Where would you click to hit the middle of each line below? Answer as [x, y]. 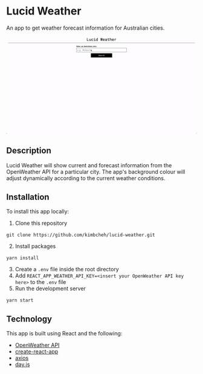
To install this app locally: [38, 211]
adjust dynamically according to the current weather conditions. [86, 178]
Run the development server [50, 289]
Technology [29, 319]
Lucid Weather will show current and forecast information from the [89, 165]
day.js [22, 364]
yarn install [23, 258]
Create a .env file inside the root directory [67, 269]
